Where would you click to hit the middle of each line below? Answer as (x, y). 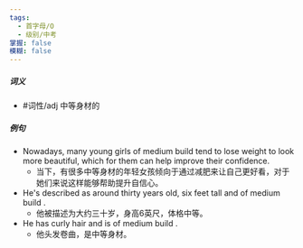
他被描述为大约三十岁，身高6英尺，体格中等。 (122, 214)
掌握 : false (30, 43)
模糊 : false (30, 51)
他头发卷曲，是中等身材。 (84, 234)
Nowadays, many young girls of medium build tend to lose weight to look (158, 152)
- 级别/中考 (37, 34)
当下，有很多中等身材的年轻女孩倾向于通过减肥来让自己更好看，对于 (163, 171)
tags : (19, 18)
